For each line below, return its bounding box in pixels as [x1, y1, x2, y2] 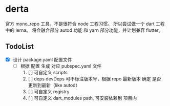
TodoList [5, 42, 34, 51]
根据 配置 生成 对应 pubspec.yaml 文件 [20, 62, 102, 69]
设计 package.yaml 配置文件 [12, 56, 72, 62]
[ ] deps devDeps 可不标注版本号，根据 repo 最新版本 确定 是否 [28, 75, 161, 82]
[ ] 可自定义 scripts [28, 69, 68, 75]
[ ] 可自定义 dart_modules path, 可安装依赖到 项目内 [28, 95, 137, 101]
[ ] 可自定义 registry [28, 88, 70, 95]
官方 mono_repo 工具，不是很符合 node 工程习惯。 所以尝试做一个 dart [5, 20, 155, 27]
